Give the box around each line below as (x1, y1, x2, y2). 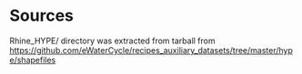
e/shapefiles (9, 54, 56, 65)
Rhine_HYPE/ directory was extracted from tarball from (9, 35, 216, 46)
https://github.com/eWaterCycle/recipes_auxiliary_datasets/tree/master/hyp (9, 44, 294, 55)
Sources (9, 5, 75, 26)
